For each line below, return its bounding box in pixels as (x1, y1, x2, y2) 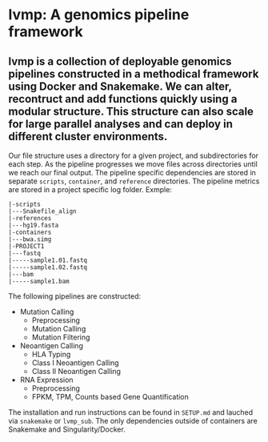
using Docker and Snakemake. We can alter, (8, 79, 232, 93)
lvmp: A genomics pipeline (8, 6, 190, 24)
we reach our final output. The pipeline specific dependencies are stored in (8, 168, 256, 177)
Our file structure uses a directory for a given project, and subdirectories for (8, 151, 258, 160)
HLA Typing (31, 350, 71, 359)
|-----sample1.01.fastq (8, 256, 88, 264)
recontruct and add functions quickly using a (8, 92, 238, 106)
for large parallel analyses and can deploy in (8, 117, 234, 131)
